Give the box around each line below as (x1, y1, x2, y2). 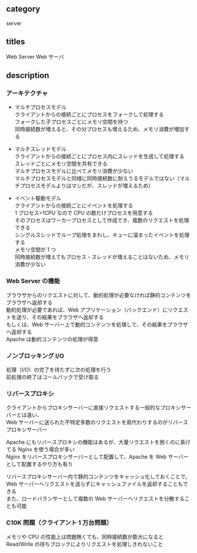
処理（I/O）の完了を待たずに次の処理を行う (6, 366, 112, 373)
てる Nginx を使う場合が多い (6, 446, 75, 453)
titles (6, 37, 25, 47)
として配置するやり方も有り (6, 461, 74, 468)
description (6, 71, 49, 81)
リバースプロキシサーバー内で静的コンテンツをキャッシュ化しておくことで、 (6, 473, 191, 480)
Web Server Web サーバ (6, 53, 64, 60)
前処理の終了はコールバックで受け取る (6, 373, 99, 380)
